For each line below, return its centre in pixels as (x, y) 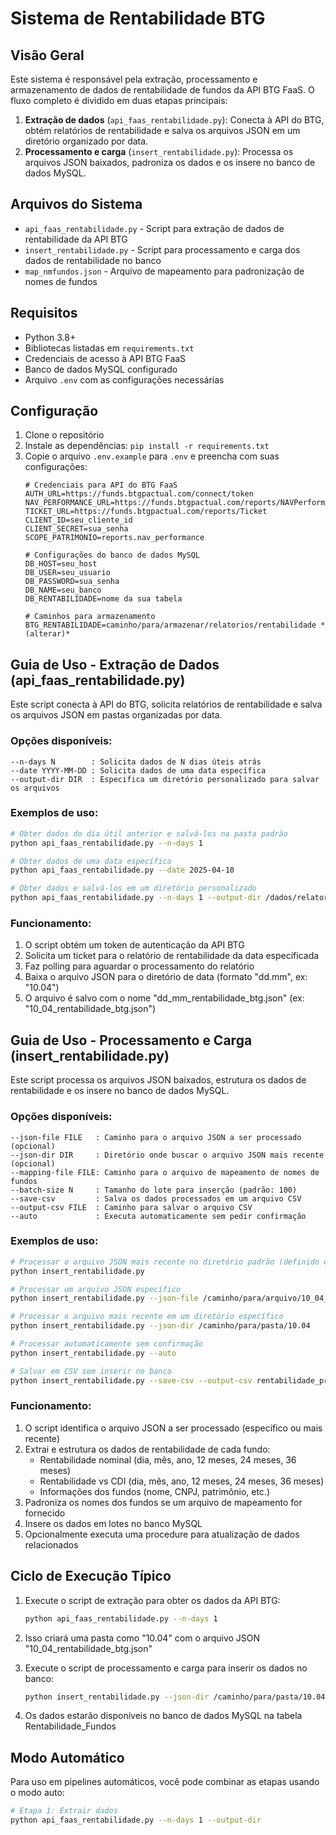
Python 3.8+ (50, 337)
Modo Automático (67, 1757)
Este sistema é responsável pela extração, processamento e (134, 79)
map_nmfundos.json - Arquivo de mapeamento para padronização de (164, 271)
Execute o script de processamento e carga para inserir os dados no (166, 1668)
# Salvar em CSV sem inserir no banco (91, 1371)
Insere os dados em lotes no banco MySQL (113, 1523)
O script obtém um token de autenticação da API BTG (134, 945)
